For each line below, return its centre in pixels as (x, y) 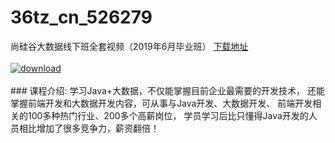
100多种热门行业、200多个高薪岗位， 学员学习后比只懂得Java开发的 (168, 115)
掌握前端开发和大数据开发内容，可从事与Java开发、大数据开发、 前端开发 (161, 103)
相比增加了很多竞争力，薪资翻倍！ (89, 128)
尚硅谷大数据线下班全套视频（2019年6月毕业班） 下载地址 (129, 46)
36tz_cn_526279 (81, 17)
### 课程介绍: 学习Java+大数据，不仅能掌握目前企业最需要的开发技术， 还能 (168, 90)
